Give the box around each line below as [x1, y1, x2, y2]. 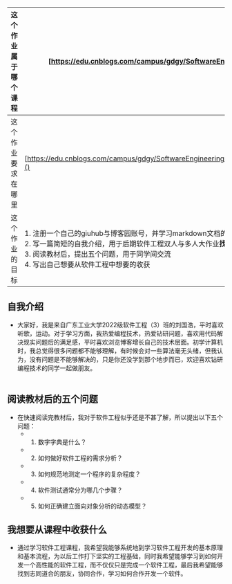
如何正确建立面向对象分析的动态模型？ [37, 502, 147, 510]
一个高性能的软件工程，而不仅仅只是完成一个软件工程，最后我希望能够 [23, 560, 223, 569]
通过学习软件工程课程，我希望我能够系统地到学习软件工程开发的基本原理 [17, 543, 223, 552]
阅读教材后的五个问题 [7, 394, 98, 405]
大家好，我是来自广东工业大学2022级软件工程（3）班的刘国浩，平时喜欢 [17, 320, 224, 329]
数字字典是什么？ [37, 437, 87, 446]
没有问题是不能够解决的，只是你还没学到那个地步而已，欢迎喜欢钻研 [29, 355, 223, 363]
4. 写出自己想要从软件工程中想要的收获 [24, 259, 151, 269]
